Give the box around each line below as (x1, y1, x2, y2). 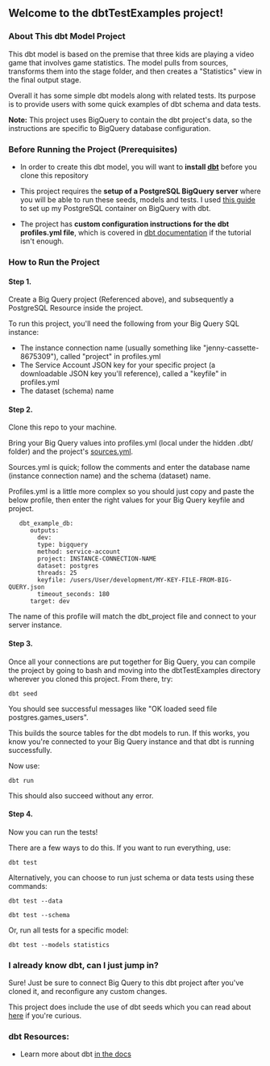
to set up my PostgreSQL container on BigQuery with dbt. (19, 203, 211, 213)
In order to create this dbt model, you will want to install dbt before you (19, 162, 257, 171)
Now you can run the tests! (8, 827, 98, 836)
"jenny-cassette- (202, 343, 260, 353)
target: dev (29, 598, 70, 606)
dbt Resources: (8, 1030, 70, 1042)
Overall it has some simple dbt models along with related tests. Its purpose (8, 91, 256, 100)
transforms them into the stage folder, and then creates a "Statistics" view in (8, 66, 262, 76)
